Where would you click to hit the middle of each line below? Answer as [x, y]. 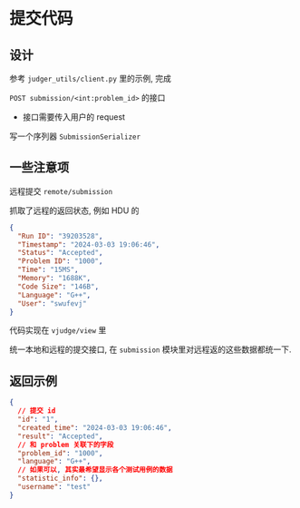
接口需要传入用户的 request [73, 117]
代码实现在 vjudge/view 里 [58, 330]
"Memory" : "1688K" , [54, 278]
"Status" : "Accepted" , [60, 253]
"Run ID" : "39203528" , [60, 236]
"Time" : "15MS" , [48, 270]
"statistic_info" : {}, [60, 479]
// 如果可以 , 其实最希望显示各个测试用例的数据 [96, 470]
